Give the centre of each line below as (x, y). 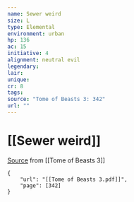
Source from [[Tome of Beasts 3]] (56, 160)
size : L (19, 20)
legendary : (23, 66)
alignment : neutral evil (44, 60)
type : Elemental (31, 27)
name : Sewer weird (34, 14)
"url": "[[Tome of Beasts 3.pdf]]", (74, 179)
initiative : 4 (28, 54)
